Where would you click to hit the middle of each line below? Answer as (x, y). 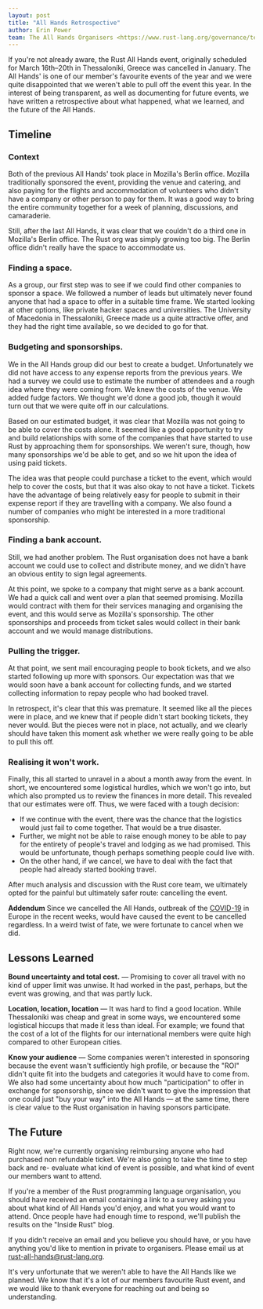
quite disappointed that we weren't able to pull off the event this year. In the (130, 85)
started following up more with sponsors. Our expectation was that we (121, 677)
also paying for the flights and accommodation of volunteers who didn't (123, 190)
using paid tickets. (38, 463)
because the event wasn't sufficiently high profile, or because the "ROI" (124, 1066)
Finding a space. (40, 268)
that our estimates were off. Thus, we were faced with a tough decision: (124, 804)
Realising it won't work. (54, 762)
